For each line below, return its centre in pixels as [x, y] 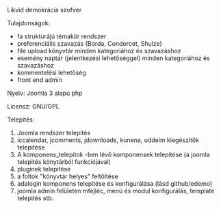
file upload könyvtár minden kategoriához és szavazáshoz [99, 51]
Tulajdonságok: [29, 23]
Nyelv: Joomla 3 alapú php [45, 93]
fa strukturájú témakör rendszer [62, 36]
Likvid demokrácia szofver [44, 10]
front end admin [40, 80]
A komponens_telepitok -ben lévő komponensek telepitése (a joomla [113, 154]
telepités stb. [35, 198]
